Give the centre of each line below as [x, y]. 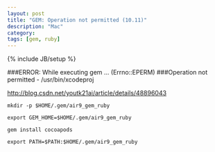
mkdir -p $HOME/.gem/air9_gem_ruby [59, 106]
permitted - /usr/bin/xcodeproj [51, 79]
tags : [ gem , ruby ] [34, 39]
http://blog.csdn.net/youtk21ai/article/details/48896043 [87, 93]
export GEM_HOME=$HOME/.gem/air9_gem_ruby [69, 118]
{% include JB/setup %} [42, 59]
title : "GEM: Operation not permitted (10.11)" [77, 20]
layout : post [26, 13]
